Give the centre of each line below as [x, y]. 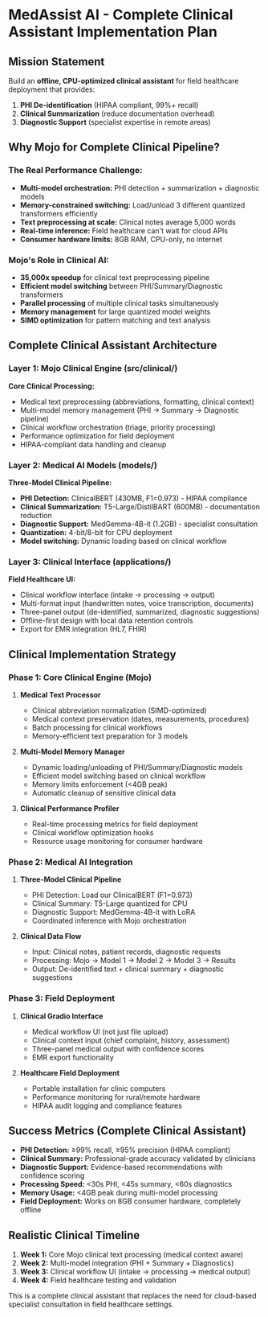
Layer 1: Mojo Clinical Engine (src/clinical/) [93, 368]
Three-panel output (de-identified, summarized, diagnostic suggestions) [140, 612]
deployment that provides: [52, 89]
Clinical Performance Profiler [69, 808]
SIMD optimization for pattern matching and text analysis [115, 320]
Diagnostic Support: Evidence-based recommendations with [121, 1167]
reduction [36, 515]
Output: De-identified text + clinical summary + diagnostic [128, 969]
